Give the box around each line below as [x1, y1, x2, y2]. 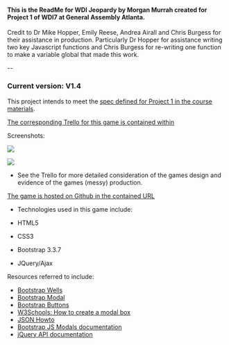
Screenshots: [7, 131, 45, 140]
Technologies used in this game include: [17, 205, 133, 213]
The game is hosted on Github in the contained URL [7, 192, 155, 200]
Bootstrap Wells [17, 285, 63, 294]
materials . [7, 104, 36, 112]
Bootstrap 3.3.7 [17, 245, 61, 253]
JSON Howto [17, 315, 55, 323]
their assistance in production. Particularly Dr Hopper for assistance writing [7, 35, 223, 44]
